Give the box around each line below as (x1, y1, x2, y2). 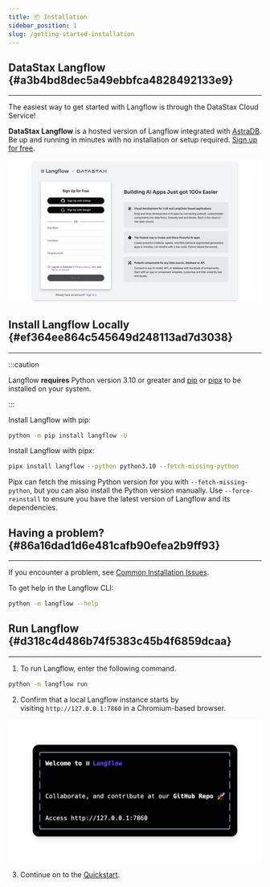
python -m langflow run (8, 680, 88, 688)
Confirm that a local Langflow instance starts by (19, 695, 179, 704)
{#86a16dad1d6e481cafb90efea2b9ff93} (8, 538, 221, 552)
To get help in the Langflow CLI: (8, 584, 114, 593)
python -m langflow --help (8, 600, 99, 608)
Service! (8, 111, 36, 121)
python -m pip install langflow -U (8, 431, 128, 439)
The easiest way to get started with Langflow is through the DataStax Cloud (8, 102, 259, 112)
